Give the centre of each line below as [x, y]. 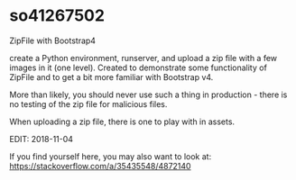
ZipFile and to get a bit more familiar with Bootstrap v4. [111, 76]
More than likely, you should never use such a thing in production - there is [148, 94]
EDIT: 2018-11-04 [42, 139]
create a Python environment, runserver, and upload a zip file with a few [143, 58]
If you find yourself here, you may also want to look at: [111, 156]
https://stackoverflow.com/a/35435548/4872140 [100, 166]
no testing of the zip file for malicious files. [88, 103]
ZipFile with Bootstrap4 [53, 40]
